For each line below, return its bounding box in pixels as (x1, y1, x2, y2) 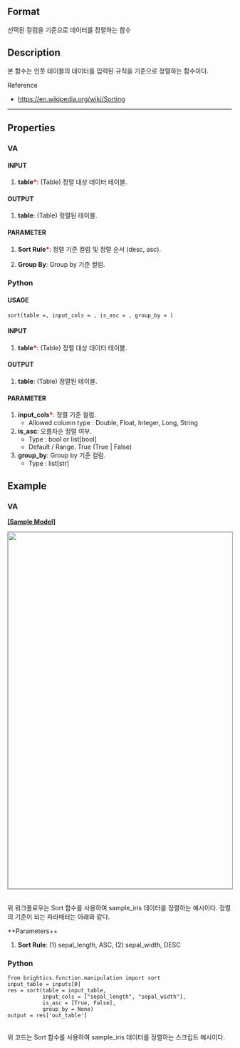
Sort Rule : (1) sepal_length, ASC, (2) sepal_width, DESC (17, 940, 182, 949)
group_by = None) (42, 1006, 94, 1013)
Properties (7, 122, 56, 134)
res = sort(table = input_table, (7, 987, 107, 994)
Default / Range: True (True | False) (28, 442, 132, 452)
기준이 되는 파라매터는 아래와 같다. (14, 912, 110, 921)
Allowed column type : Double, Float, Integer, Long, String (28, 419, 198, 427)
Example (7, 479, 47, 492)
